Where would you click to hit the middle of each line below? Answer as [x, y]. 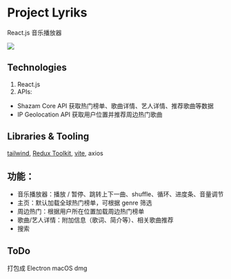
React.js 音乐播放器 [34, 32]
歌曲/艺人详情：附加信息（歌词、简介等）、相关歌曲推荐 [95, 220]
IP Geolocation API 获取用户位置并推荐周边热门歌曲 [90, 114]
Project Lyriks [47, 13]
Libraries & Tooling [48, 137]
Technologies [37, 68]
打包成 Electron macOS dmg [47, 268]
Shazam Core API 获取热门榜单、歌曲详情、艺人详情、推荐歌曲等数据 [115, 105]
